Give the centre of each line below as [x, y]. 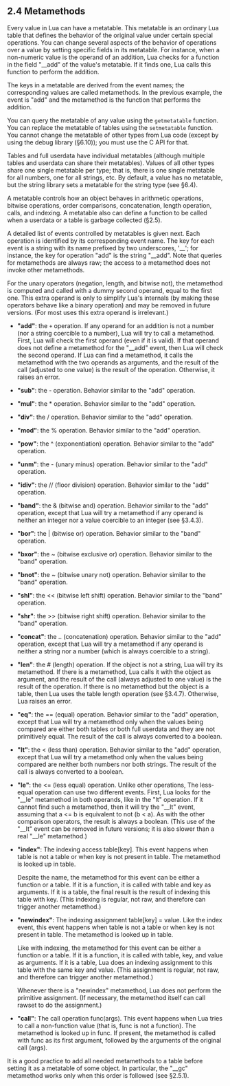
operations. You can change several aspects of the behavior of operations [112, 42]
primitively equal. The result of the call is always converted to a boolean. [119, 736]
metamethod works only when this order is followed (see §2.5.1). [98, 1075]
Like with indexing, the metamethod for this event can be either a [109, 948]
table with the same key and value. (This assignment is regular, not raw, [118, 970]
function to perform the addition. [53, 72]
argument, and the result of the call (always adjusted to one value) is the [119, 679]
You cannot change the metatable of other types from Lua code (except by [113, 135]
